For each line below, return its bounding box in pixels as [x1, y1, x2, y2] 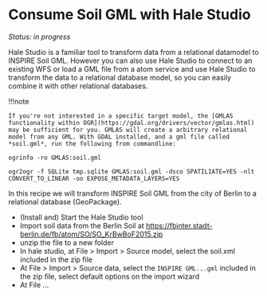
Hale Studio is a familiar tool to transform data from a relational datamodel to [8, 47, 259, 56]
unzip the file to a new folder [19, 237, 114, 247]
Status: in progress [8, 32, 71, 41]
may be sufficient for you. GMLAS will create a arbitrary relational [8, 126, 248, 134]
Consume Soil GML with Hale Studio [8, 6, 251, 24]
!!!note [8, 96, 29, 106]
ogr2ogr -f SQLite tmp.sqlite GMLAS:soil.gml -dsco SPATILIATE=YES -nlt [8, 167, 255, 176]
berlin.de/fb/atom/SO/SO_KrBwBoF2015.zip [19, 229, 163, 239]
